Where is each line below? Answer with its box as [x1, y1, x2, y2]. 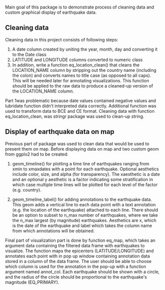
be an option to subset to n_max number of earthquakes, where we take [12, 212, 158, 218]
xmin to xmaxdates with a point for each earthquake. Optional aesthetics [12, 166, 159, 172]
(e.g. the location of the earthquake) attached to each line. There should [12, 207, 159, 213]
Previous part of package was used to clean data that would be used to [5, 140, 150, 147]
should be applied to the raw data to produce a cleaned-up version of [12, 83, 153, 89]
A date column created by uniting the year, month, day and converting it [12, 46, 158, 52]
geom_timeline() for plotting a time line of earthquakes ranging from [12, 161, 150, 166]
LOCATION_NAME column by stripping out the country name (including [12, 67, 157, 73]
